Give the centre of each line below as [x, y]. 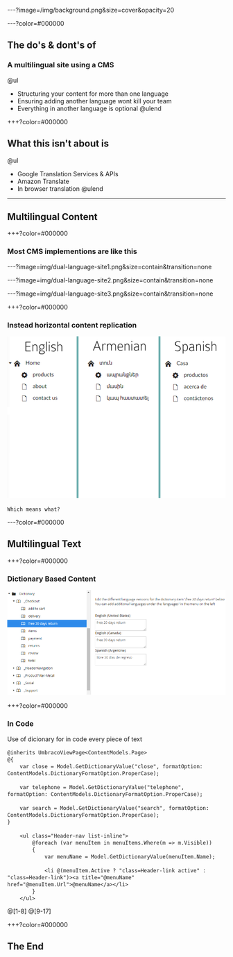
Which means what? [34, 509]
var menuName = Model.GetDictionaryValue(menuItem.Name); [130, 856]
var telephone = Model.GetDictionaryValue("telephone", [102, 787]
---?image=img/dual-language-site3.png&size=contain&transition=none [110, 294]
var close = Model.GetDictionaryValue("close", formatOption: [111, 766]
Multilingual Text [44, 544]
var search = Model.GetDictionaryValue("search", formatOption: [114, 808]
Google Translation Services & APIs [68, 173]
